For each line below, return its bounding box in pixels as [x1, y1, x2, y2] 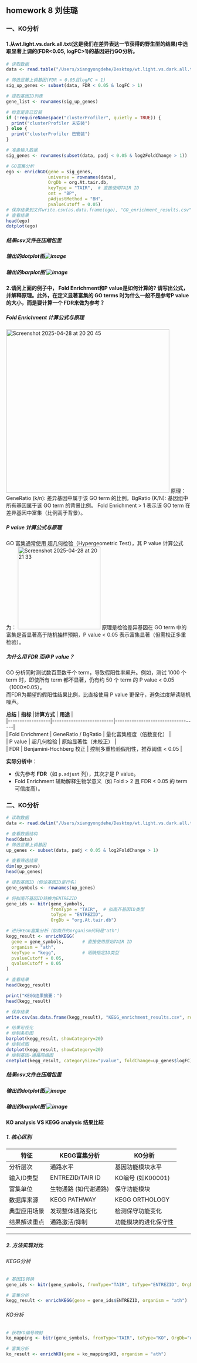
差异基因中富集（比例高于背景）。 [6, 509, 86, 516]
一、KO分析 [6, 25, 39, 33]
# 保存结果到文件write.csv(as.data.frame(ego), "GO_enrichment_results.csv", [6, 207, 195, 213]
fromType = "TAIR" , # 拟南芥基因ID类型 [50, 907, 145, 912]
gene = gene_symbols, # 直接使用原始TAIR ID [11, 939, 133, 945]
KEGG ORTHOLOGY [114, 1196, 170, 1204]
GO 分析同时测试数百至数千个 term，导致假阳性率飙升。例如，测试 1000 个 [6, 669, 186, 676]
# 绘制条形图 [6, 1030, 33, 1036]
